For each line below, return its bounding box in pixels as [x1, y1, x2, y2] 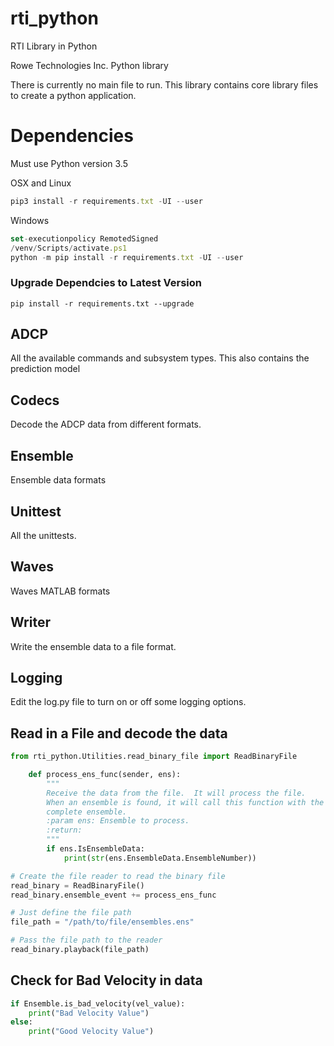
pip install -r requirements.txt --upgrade [10, 298, 195, 309]
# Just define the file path [10, 908, 132, 918]
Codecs [10, 392, 60, 409]
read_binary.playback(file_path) [10, 945, 150, 955]
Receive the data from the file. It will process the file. [46, 788, 307, 798]
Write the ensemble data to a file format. [10, 640, 177, 652]
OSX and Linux [10, 177, 72, 189]
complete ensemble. [46, 807, 128, 817]
